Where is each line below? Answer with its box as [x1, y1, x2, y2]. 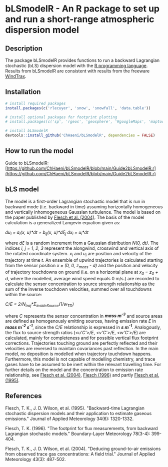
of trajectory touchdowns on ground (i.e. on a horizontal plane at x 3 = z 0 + [5, 269, 158, 276]
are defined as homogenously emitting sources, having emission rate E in [5, 318, 156, 324]
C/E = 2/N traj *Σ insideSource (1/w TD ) [5, 301, 74, 308]
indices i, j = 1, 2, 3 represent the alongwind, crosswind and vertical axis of [5, 245, 159, 251]
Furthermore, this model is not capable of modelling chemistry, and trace [5, 356, 155, 362]
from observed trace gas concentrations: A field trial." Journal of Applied [5, 451, 155, 457]
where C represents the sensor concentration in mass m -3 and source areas [5, 312, 163, 319]
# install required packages [5, 101, 66, 106]
